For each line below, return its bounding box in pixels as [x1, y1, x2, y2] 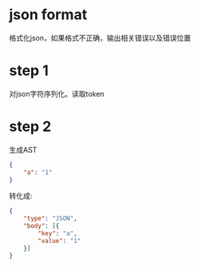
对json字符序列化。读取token [9, 89, 105, 98]
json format [9, 6, 87, 24]
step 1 [9, 62, 49, 80]
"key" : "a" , [38, 229, 78, 237]
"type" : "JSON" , [23, 214, 78, 223]
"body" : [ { [23, 222, 60, 230]
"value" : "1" [38, 237, 82, 245]
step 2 [9, 118, 52, 136]
